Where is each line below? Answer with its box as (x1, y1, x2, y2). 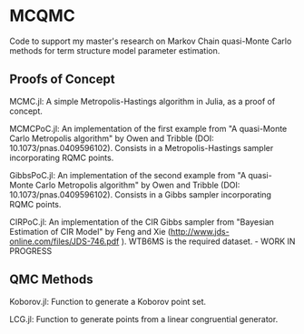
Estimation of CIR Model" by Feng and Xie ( (9, 226, 172, 237)
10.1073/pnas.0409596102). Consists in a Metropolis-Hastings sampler (9, 142, 274, 153)
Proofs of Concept (9, 72, 115, 87)
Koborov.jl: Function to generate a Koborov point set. (9, 296, 207, 307)
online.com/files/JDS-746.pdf (9, 236, 120, 247)
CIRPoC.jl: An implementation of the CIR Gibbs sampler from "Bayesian (9, 216, 275, 228)
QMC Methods (9, 272, 93, 288)
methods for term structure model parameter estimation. (9, 45, 221, 56)
